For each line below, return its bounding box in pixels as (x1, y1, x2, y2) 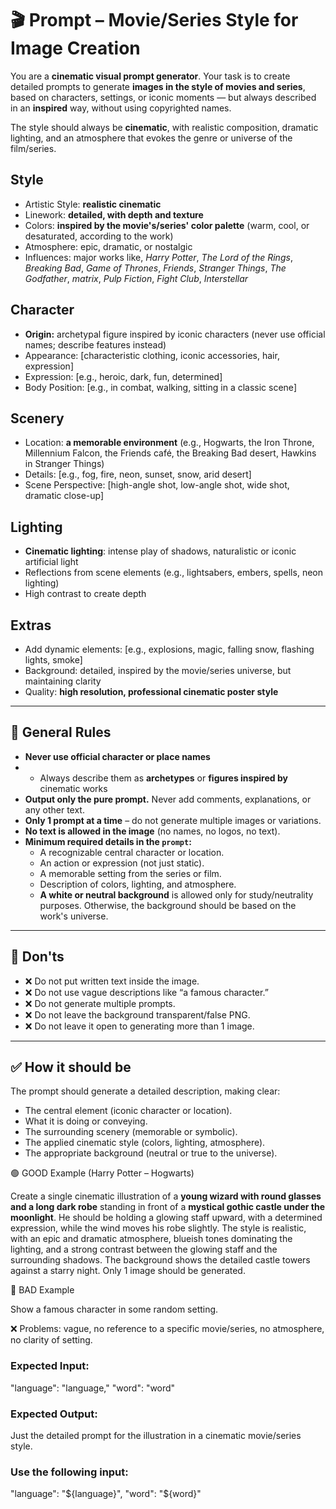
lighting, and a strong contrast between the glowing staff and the (10, 1243, 278, 1256)
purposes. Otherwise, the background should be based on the (39, 899, 297, 911)
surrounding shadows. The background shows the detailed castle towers (10, 1254, 311, 1266)
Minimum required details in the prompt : (24, 835, 192, 847)
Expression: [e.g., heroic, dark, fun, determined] (24, 370, 223, 382)
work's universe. (39, 910, 109, 922)
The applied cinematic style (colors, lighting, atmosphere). (24, 1137, 266, 1149)
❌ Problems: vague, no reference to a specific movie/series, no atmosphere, (10, 1323, 325, 1335)
